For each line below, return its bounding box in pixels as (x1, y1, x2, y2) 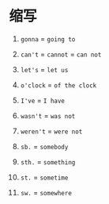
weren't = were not (20, 126, 83, 136)
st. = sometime (20, 172, 69, 182)
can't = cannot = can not (20, 49, 102, 59)
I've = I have (20, 95, 66, 105)
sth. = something (20, 156, 76, 167)
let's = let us (20, 64, 69, 74)
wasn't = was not (20, 110, 76, 120)
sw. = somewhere (20, 187, 72, 197)
